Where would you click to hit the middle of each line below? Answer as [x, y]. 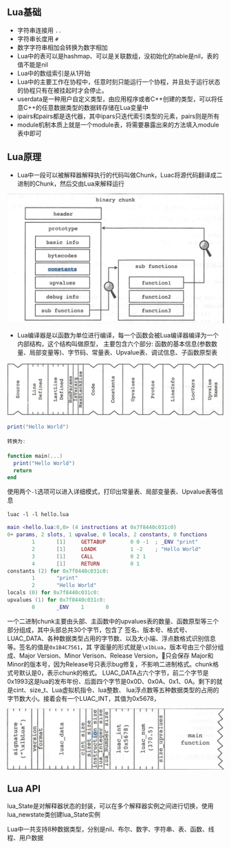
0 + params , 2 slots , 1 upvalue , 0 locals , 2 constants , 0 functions [107, 535]
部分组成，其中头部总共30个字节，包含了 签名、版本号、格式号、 [99, 629]
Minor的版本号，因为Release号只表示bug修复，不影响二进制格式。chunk [110, 664]
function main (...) [35, 456]
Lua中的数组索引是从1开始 [54, 73]
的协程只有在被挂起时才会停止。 [62, 90]
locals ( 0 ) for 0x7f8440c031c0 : [53, 593]
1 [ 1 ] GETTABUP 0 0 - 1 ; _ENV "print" [115, 542]
